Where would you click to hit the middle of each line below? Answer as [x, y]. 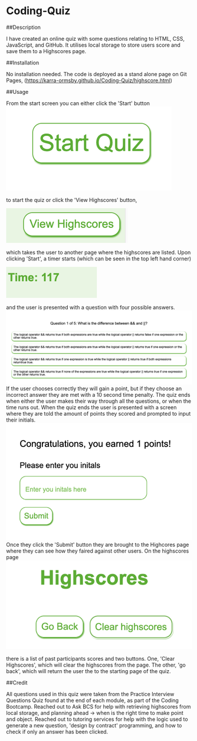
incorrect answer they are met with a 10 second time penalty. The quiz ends [98, 395]
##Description [24, 27]
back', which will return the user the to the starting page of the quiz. [88, 671]
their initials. [21, 420]
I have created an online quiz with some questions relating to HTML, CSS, [95, 38]
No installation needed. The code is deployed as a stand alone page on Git [96, 74]
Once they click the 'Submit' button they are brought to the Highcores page [98, 545]
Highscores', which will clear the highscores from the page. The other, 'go [96, 665]
